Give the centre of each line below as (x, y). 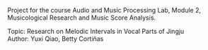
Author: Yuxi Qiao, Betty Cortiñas (56, 39)
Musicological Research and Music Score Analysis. (82, 18)
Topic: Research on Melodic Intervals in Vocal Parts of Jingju (96, 31)
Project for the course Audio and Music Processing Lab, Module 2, (104, 10)
